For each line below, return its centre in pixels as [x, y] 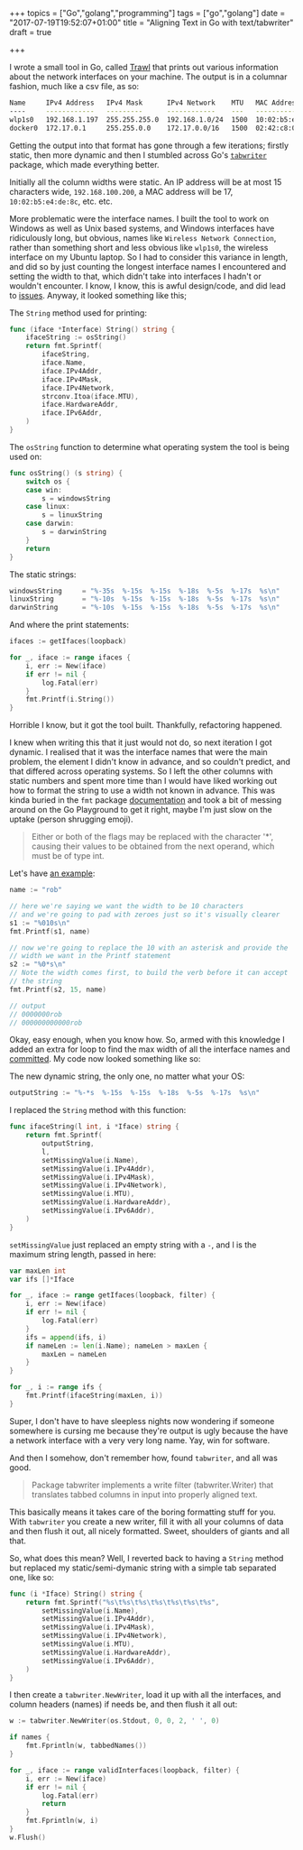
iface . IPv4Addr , [72, 371]
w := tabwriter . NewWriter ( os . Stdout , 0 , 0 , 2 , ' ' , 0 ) [115, 1721]
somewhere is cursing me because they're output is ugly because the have [149, 1431]
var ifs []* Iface [42, 1279]
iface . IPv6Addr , [72, 413]
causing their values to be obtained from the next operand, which [153, 846]
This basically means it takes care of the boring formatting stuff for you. [143, 1512]
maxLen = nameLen [74, 1354]
